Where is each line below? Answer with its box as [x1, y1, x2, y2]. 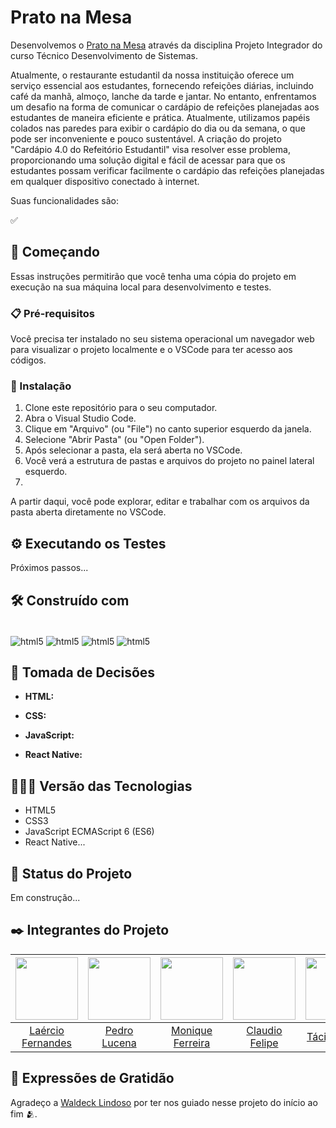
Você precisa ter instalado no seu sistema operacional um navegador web [10, 333, 315, 345]
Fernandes [21, 1036, 72, 1050]
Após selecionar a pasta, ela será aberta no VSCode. [24, 444, 243, 456]
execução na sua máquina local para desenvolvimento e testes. [10, 281, 272, 293]
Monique [171, 1023, 213, 1037]
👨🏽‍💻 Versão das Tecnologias [10, 777, 193, 795]
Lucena [101, 1036, 137, 1050]
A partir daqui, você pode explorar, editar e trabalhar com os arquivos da [10, 496, 310, 508]
